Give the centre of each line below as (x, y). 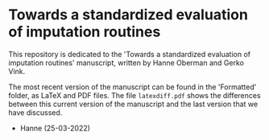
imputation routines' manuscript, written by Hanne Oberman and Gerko (126, 63)
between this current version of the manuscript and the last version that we (133, 104)
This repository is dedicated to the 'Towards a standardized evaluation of (130, 54)
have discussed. (35, 112)
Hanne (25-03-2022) (55, 128)
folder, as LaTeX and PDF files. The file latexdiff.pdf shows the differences (134, 95)
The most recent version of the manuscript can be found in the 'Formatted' (132, 87)
